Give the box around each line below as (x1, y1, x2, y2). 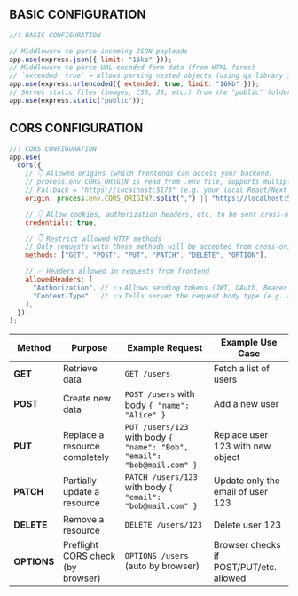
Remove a (62, 513, 105, 526)
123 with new (213, 440, 271, 452)
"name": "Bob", (124, 442, 189, 452)
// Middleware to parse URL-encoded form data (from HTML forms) (9, 63, 255, 72)
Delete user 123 (213, 519, 282, 531)
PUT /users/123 (124, 422, 189, 433)
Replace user (213, 429, 269, 441)
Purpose (71, 342, 108, 354)
